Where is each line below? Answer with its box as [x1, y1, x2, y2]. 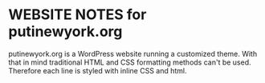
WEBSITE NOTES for [8, 6, 147, 24]
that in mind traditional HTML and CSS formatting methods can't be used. [8, 57, 251, 67]
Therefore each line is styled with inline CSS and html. [8, 65, 187, 75]
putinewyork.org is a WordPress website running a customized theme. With [8, 49, 258, 58]
